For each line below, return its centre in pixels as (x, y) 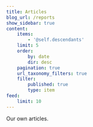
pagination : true (39, 68)
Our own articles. (28, 119)
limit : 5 (28, 46)
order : (25, 51)
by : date (39, 57)
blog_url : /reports (31, 17)
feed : (13, 96)
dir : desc (40, 62)
